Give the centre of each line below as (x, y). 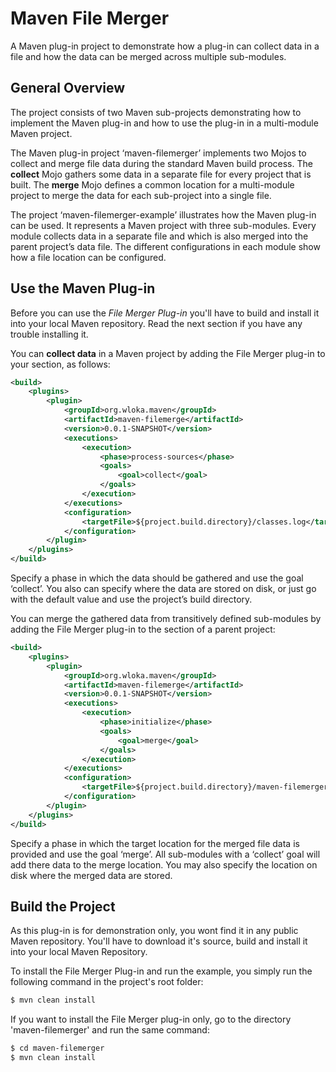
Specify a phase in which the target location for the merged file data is (155, 843)
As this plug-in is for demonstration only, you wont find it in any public (154, 931)
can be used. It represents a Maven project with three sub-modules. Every (163, 225)
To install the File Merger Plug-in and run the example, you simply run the (161, 971)
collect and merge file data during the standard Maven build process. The (161, 163)
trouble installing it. (49, 334)
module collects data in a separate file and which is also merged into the (159, 236)
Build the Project (63, 906)
